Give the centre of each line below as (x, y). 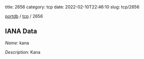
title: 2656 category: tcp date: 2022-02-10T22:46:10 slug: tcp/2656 (72, 7)
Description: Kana (23, 52)
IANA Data (21, 31)
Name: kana (17, 43)
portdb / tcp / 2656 (24, 16)
